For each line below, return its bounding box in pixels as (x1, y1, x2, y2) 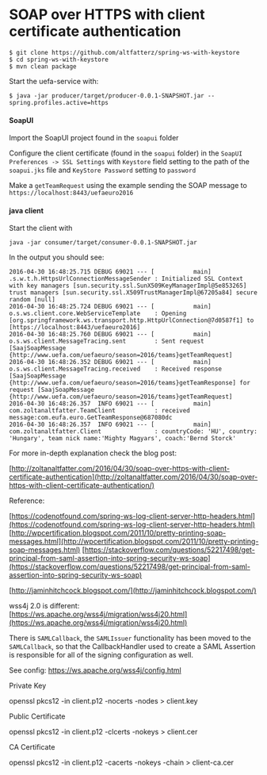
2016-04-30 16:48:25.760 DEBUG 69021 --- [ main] (9, 331, 212, 339)
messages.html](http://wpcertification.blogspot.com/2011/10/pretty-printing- (9, 537, 259, 547)
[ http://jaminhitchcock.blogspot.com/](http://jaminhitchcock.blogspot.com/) (9, 585, 257, 596)
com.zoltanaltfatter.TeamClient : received (9, 407, 191, 415)
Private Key (9, 681, 47, 691)
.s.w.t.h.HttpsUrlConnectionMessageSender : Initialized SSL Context (9, 275, 244, 283)
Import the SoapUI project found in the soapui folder (9, 133, 179, 143)
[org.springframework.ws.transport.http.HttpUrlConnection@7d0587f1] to (9, 317, 254, 324)
